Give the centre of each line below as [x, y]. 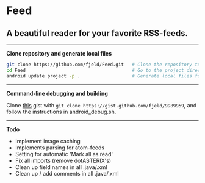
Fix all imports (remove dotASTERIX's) [63, 160]
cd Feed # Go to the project [95, 70]
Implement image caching [48, 141]
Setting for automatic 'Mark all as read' [64, 154]
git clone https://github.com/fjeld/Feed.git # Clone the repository [99, 65]
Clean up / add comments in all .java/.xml [67, 173]
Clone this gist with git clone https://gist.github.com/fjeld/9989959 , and [102, 105]
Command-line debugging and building [57, 93]
